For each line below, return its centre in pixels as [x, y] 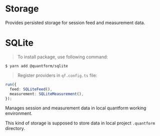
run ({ [11, 84]
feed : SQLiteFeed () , [31, 89]
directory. [15, 128]
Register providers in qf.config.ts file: [57, 75]
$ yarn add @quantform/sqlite [37, 66]
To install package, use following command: [63, 57]
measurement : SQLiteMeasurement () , [47, 94]
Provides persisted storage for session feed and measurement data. [75, 23]
